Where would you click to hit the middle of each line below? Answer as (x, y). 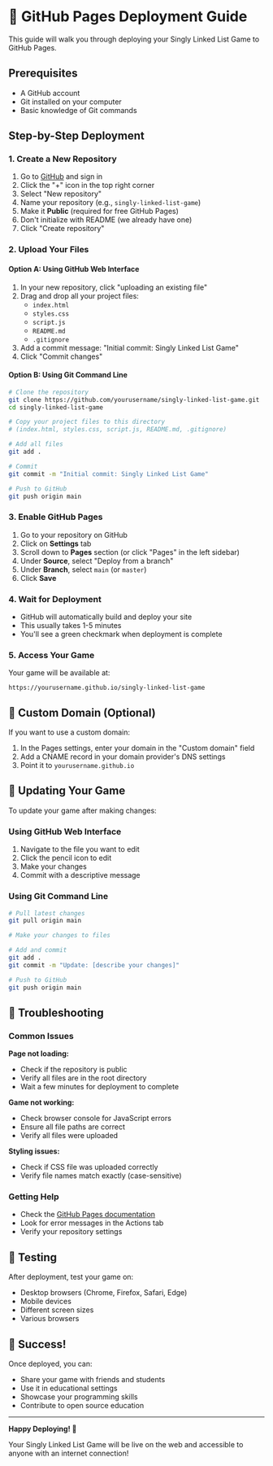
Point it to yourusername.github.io (77, 766)
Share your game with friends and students (93, 1380)
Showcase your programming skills (79, 1397)
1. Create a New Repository (63, 159)
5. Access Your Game (52, 655)
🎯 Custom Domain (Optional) (82, 712)
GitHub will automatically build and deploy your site (106, 617)
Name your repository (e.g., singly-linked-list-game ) (110, 203)
